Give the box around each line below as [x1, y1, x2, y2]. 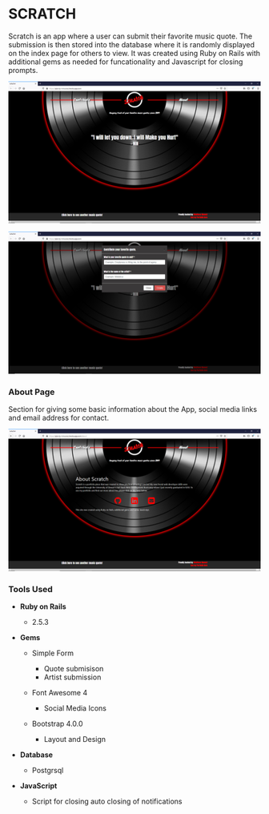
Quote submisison [43, 664, 104, 674]
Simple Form [31, 648, 74, 658]
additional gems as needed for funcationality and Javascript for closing [8, 57, 243, 66]
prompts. [8, 65, 38, 75]
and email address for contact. [8, 413, 110, 423]
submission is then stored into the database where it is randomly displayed [8, 39, 255, 49]
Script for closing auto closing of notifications [31, 796, 183, 806]
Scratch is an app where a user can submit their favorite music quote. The [8, 31, 253, 41]
